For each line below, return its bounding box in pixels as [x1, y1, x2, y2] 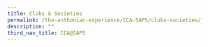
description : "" [7, 23, 54, 30]
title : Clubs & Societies [7, 10, 82, 17]
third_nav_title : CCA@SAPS [7, 29, 86, 37]
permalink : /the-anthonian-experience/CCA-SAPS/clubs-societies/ [7, 17, 201, 23]
